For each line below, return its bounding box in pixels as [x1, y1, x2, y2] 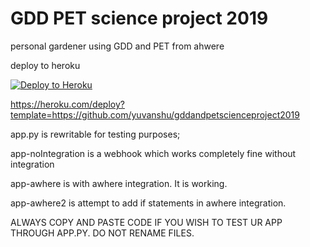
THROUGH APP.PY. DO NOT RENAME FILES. [10, 227, 195, 239]
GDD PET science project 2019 [10, 7, 269, 30]
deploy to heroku [10, 59, 81, 71]
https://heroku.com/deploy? [10, 98, 125, 110]
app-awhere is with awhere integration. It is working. [10, 177, 228, 189]
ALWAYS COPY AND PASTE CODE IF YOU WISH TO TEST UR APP [10, 216, 283, 228]
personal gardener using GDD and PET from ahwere [10, 40, 225, 52]
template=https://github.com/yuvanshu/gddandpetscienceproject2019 [10, 108, 300, 121]
